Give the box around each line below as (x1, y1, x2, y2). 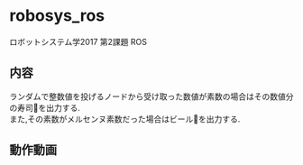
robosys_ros (9, 5, 106, 26)
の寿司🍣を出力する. (9, 102, 81, 113)
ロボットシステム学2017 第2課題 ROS (9, 36, 147, 47)
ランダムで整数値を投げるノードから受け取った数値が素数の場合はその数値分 (9, 91, 294, 102)
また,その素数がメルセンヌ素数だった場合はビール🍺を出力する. (9, 114, 241, 124)
